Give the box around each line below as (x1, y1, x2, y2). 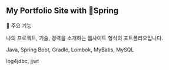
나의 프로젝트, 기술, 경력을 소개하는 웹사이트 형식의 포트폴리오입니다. (6, 34, 164, 41)
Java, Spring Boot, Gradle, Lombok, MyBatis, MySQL (6, 46, 134, 53)
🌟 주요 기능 (6, 22, 32, 29)
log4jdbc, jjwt (6, 57, 39, 64)
